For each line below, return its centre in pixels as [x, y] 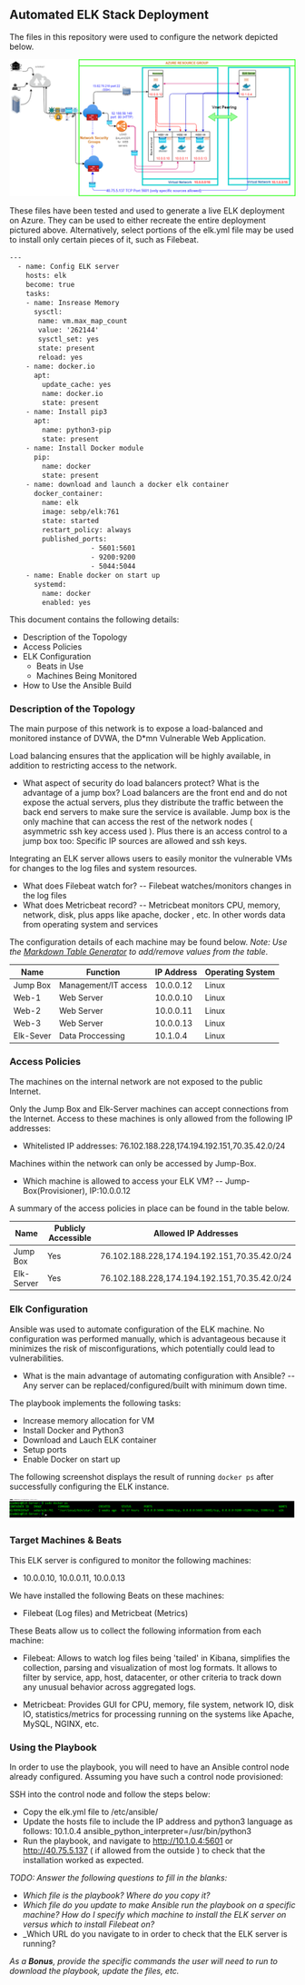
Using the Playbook [53, 1747]
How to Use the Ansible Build [77, 685]
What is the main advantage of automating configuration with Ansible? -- [158, 1375]
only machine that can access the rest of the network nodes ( [138, 822]
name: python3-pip [77, 430]
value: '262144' [69, 330]
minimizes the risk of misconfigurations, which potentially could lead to [142, 1348]
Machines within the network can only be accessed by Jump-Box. [133, 1163]
